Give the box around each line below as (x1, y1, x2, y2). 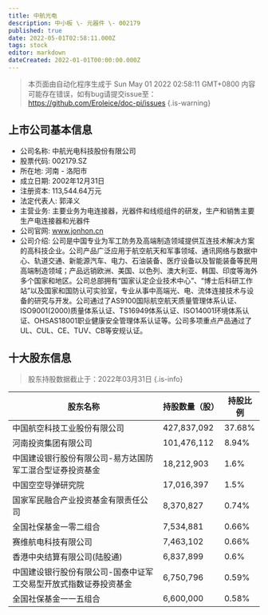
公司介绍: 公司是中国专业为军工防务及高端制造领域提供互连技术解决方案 (19, 236, 255, 245)
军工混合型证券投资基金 (12, 464, 101, 475)
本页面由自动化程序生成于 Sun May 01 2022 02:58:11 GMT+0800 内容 (27, 79, 256, 89)
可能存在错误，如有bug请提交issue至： (27, 89, 156, 98)
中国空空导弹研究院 (12, 479, 85, 490)
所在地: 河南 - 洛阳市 (19, 165, 88, 176)
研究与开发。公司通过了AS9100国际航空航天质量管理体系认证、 (33, 296, 242, 305)
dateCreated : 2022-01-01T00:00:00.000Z (8, 57, 141, 65)
